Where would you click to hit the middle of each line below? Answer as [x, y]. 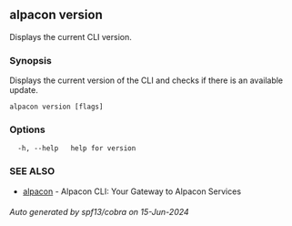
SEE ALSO [32, 171]
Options [27, 129]
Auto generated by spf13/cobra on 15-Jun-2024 [99, 212]
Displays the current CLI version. [70, 36]
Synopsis [30, 60]
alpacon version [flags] [56, 107]
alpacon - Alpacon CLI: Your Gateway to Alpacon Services [132, 191]
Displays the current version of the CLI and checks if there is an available [146, 80]
